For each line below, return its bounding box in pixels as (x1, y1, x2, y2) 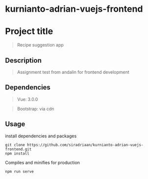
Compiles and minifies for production (5, 159, 80, 165)
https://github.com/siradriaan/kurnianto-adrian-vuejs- (26, 142, 144, 147)
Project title (5, 26, 53, 37)
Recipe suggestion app (17, 42, 64, 48)
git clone (5, 142, 25, 147)
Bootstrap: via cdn (17, 106, 54, 112)
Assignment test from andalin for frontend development (17, 69, 130, 75)
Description (5, 56, 42, 65)
